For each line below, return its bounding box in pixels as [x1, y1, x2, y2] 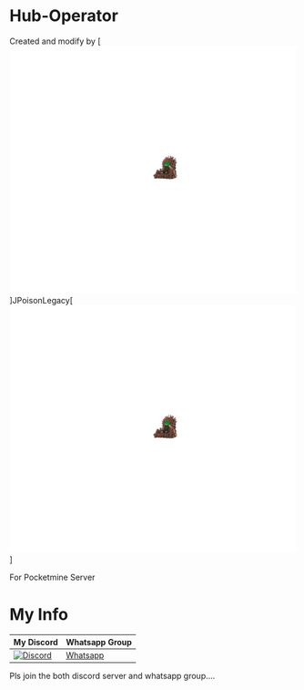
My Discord [13, 636, 59, 647]
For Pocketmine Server [9, 572, 96, 583]
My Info [9, 603, 68, 624]
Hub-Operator [9, 5, 118, 26]
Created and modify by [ [9, 36, 102, 46]
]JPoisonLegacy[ [9, 295, 74, 306]
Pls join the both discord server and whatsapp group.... [9, 670, 216, 681]
